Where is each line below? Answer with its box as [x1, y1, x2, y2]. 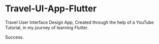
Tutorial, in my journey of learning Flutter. [5, 24, 89, 30]
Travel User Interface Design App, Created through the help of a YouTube [5, 19, 154, 25]
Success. [5, 34, 24, 40]
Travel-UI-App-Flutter [5, 3, 97, 14]
